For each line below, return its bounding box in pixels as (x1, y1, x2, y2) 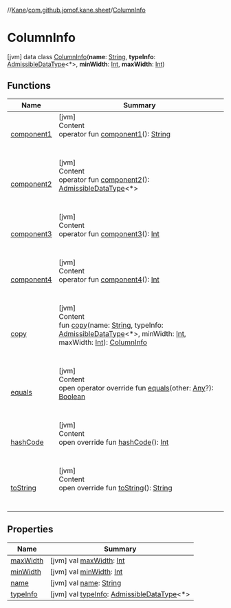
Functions (7, 80, 52, 92)
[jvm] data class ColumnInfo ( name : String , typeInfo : (7, 52, 156, 61)
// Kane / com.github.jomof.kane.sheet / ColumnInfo (7, 6, 146, 14)
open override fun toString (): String (58, 483, 173, 492)
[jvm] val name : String (50, 578, 122, 587)
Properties (7, 523, 54, 536)
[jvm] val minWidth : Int (50, 567, 123, 576)
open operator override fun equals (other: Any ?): (58, 383, 214, 392)
